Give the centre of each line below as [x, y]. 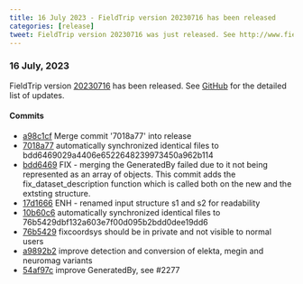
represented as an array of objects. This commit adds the [129, 174]
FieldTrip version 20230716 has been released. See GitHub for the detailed [148, 86]
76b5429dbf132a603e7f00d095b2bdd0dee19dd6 [115, 222]
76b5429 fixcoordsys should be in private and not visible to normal [147, 232]
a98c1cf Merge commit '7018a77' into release [107, 135]
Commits [27, 116]
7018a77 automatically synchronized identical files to [120, 145]
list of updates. [37, 95]
